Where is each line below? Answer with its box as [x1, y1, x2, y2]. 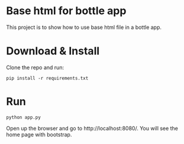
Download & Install [6, 44, 100, 58]
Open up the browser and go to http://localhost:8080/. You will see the [6, 125, 179, 132]
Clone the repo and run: [6, 64, 64, 71]
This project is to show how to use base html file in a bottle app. [6, 24, 162, 31]
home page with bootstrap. [6, 131, 72, 138]
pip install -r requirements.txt [6, 75, 89, 81]
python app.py [6, 114, 41, 120]
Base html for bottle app [6, 4, 127, 18]
